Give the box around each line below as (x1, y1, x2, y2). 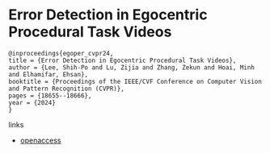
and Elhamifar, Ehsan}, (8, 70, 89, 78)
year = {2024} (8, 98, 57, 106)
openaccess (19, 135, 61, 145)
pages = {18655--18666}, (8, 91, 92, 100)
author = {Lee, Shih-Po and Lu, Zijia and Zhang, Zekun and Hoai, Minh (8, 63, 255, 72)
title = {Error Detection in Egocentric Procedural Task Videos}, (8, 56, 237, 64)
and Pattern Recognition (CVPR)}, (8, 85, 125, 93)
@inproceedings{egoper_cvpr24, (8, 49, 114, 57)
